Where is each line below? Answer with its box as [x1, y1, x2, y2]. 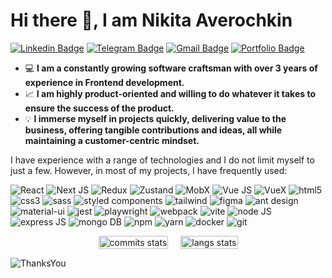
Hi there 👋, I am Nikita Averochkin [10, 9, 293, 32]
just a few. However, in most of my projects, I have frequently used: [10, 164, 288, 176]
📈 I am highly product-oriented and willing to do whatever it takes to [24, 87, 316, 99]
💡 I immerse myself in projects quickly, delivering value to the [24, 112, 287, 124]
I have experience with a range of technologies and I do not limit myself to [10, 154, 315, 166]
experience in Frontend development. [24, 76, 185, 88]
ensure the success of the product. [24, 102, 175, 114]
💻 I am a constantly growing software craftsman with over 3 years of [24, 62, 318, 74]
